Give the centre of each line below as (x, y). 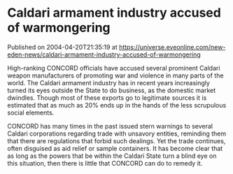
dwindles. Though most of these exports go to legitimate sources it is (107, 97)
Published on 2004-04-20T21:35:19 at (62, 47)
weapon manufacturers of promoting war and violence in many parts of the (115, 75)
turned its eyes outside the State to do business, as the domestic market (112, 90)
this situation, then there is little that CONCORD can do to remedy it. (105, 163)
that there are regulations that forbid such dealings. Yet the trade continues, (116, 140)
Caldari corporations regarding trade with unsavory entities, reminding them (117, 133)
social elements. (31, 113)
